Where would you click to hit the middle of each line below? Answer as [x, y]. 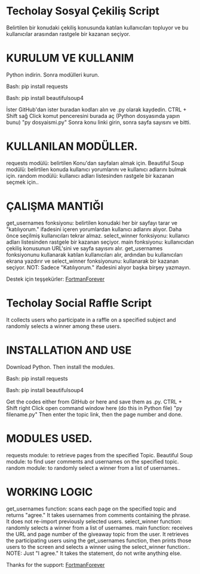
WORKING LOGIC [50, 492]
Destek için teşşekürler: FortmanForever [56, 279]
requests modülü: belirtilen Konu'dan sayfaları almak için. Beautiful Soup [95, 163]
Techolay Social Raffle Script [79, 303]
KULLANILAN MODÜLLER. [72, 146]
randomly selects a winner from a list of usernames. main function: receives [99, 527]
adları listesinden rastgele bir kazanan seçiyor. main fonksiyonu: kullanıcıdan [100, 242]
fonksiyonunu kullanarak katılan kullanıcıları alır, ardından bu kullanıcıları [95, 254]
